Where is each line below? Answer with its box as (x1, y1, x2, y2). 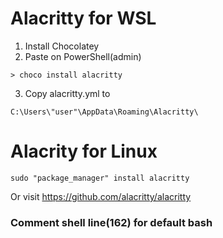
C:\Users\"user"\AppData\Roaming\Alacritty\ (10, 107, 199, 117)
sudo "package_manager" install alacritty (10, 173, 190, 183)
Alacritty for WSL (10, 7, 157, 30)
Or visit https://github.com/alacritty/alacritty (10, 190, 192, 202)
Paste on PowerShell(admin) (24, 50, 142, 62)
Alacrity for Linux (10, 140, 158, 163)
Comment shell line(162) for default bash (10, 215, 213, 229)
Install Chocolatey (24, 40, 100, 52)
